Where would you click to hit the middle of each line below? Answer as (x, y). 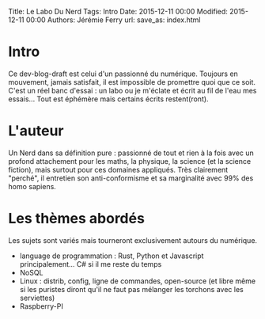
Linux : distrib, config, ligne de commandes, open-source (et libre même (137, 281)
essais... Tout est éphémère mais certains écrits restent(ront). (108, 99)
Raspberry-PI (41, 306)
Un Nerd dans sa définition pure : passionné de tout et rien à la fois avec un (131, 153)
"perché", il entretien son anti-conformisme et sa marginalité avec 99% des (131, 178)
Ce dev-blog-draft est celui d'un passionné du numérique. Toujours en (123, 74)
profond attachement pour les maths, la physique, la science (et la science (130, 161)
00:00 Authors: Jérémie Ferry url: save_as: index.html (113, 20)
